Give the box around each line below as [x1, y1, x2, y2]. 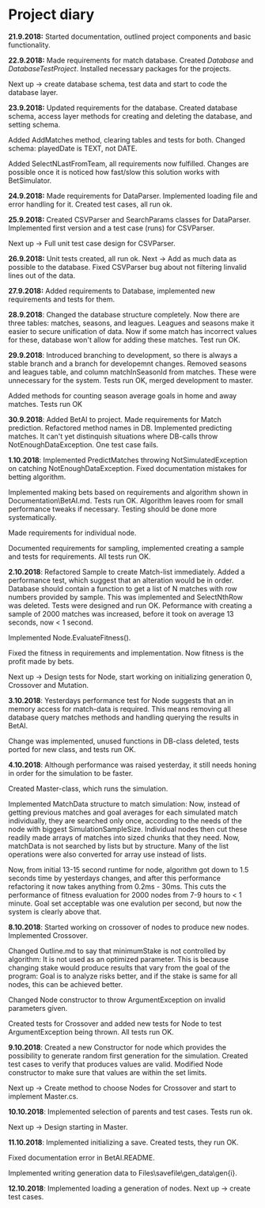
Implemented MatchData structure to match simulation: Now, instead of [8, 799, 240, 808]
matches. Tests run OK [8, 399, 83, 408]
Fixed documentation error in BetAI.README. [8, 1153, 156, 1162]
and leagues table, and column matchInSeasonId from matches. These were [8, 367, 257, 377]
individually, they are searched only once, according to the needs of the [8, 815, 243, 825]
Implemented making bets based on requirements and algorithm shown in [8, 487, 248, 496]
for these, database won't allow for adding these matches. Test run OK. [8, 335, 241, 344]
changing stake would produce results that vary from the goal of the [8, 963, 231, 972]
